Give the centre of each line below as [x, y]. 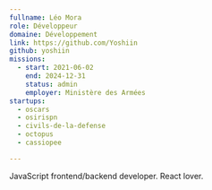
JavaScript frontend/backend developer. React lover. [106, 176]
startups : [28, 101]
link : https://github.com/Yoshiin [74, 43]
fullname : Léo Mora [46, 17]
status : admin [51, 84]
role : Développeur [43, 26]
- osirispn [38, 117]
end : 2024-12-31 [56, 76]
